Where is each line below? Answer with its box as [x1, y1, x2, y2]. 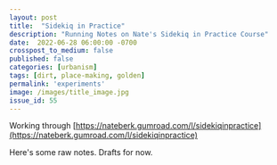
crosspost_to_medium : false [9, 46, 114, 55]
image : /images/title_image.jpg [9, 87, 129, 96]
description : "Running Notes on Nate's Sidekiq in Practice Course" [9, 29, 269, 38]
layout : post [9, 12, 58, 22]
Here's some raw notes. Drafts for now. [9, 147, 153, 158]
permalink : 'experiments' [9, 79, 105, 88]
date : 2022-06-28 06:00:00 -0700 [9, 37, 138, 47]
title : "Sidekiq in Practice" [9, 21, 126, 30]
